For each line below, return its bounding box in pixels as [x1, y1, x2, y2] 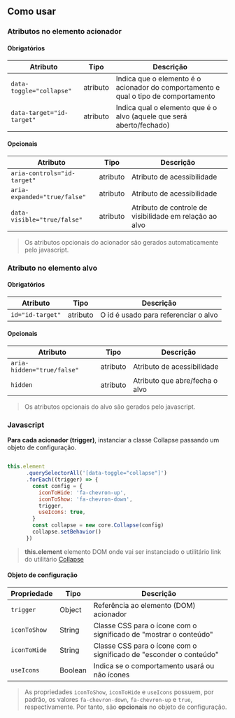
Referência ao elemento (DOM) [93, 601, 196, 611]
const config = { [32, 482, 83, 489]
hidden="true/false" [10, 366, 79, 374]
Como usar [7, 6, 57, 18]
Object [59, 605, 82, 615]
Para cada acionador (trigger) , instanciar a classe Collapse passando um [7, 436, 220, 445]
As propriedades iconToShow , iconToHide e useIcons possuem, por [24, 688, 214, 696]
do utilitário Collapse [24, 555, 84, 563]
